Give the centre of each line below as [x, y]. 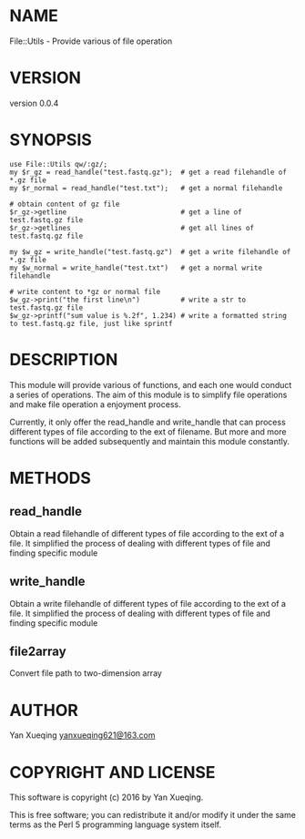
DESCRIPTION [64, 360]
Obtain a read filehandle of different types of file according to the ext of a [147, 533]
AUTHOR [44, 710]
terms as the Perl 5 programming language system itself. [115, 824]
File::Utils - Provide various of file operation [91, 41]
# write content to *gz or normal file [85, 292]
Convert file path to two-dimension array [86, 673]
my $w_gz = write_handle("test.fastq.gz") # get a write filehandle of [150, 251]
